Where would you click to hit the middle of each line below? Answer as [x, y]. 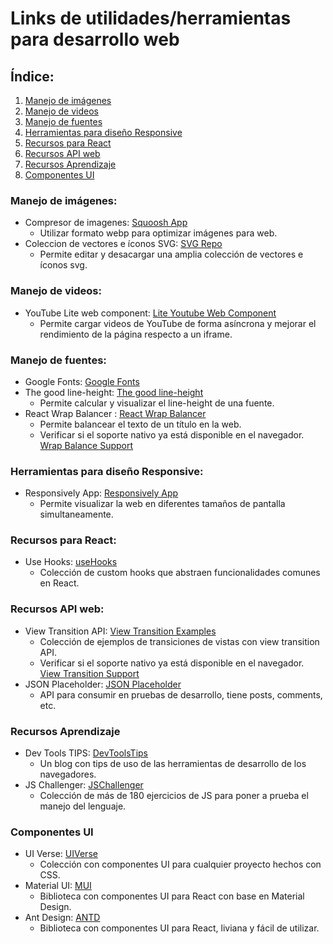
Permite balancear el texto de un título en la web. [140, 424]
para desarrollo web [95, 39]
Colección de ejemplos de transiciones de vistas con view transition [179, 641]
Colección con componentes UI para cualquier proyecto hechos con [180, 864]
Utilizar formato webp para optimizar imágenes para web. [158, 233]
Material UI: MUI [58, 886]
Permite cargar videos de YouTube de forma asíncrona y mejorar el [178, 323]
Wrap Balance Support [86, 445]
